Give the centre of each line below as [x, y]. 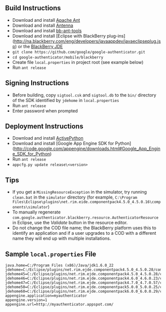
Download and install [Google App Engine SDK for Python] [72, 144]
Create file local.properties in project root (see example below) [78, 62]
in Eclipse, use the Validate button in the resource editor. [70, 223]
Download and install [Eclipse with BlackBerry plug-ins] [69, 36]
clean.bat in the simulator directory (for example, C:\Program [75, 197]
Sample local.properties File [51, 254]
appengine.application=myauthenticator [46, 296]
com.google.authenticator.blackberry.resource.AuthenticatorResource [85, 218]
